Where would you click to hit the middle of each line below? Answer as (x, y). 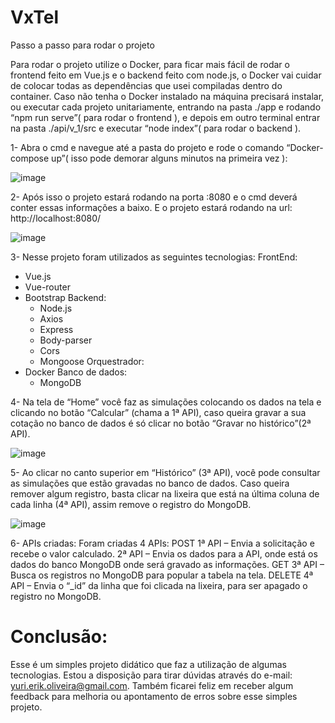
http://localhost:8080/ (56, 218)
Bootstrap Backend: (65, 297)
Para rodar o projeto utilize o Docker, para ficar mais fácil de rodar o (150, 64)
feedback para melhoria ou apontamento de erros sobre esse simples (154, 696)
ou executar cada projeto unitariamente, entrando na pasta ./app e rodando (166, 107)
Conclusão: (59, 637)
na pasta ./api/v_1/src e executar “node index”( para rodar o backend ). (156, 128)
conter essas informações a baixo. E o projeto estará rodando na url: (151, 207)
